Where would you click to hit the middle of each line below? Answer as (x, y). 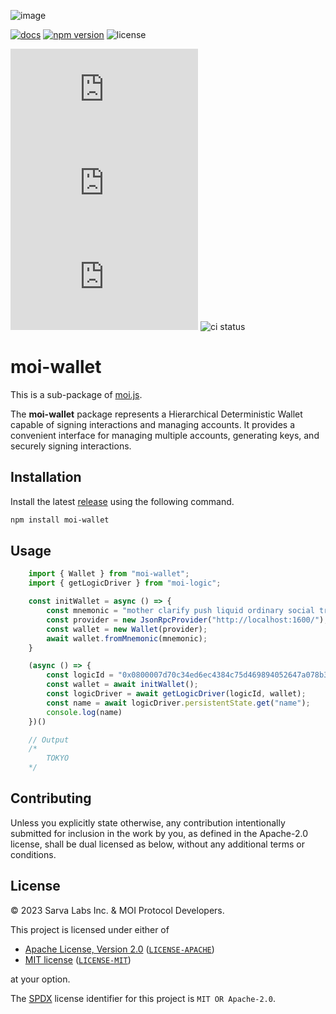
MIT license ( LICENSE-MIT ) (78, 959)
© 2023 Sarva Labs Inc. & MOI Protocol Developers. (117, 910)
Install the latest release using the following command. (122, 501)
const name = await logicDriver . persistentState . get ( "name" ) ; (178, 703)
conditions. (33, 854)
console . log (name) (84, 712)
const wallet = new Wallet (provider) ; (127, 629)
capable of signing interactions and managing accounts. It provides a (152, 424)
